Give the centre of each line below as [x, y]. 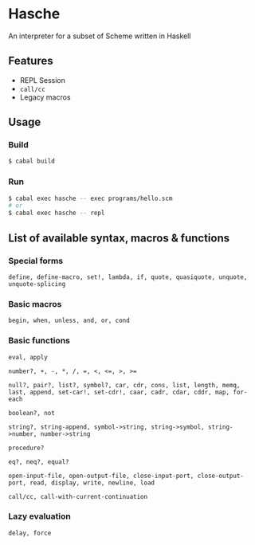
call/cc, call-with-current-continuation [78, 496]
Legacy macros [45, 97]
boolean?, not [32, 413]
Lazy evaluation [40, 516]
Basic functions [39, 341]
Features [31, 61]
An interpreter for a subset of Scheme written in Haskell [100, 36]
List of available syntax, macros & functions [119, 238]
